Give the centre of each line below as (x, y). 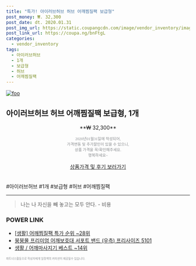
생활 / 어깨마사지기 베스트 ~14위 (51, 248)
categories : (20, 39)
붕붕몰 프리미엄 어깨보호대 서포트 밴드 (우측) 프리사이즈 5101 (83, 241)
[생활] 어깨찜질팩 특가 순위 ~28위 (52, 233)
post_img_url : (23, 28)
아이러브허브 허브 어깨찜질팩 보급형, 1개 (72, 113)
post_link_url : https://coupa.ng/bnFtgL (56, 33)
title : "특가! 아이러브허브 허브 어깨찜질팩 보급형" (60, 11)
